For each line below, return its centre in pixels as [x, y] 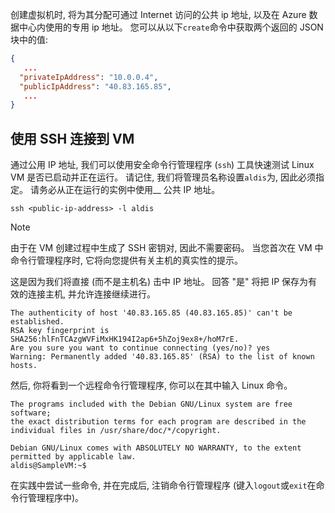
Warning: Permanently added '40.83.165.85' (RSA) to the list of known [162, 357]
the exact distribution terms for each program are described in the [158, 422]
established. [37, 322]
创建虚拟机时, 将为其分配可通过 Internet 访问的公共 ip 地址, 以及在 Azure [158, 14]
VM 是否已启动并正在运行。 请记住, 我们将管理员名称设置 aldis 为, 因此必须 [163, 177]
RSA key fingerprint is [60, 331]
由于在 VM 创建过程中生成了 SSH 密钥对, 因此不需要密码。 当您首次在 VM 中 [167, 248]
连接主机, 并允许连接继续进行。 [91, 294]
